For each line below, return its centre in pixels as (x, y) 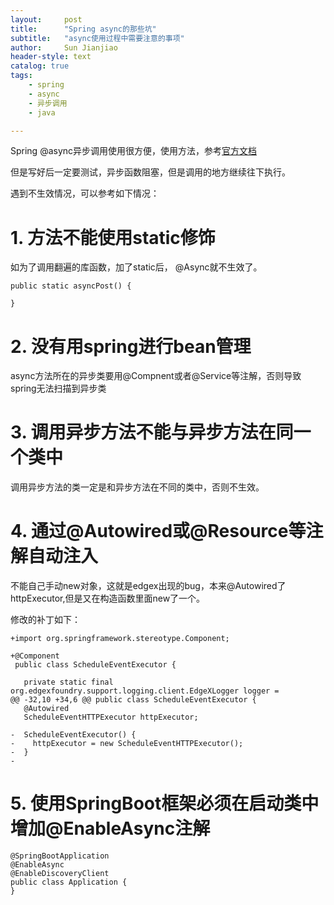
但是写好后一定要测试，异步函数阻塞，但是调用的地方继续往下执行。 (150, 172)
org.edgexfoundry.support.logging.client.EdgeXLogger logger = (145, 691)
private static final (68, 682)
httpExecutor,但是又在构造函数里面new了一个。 (108, 598)
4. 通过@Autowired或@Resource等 (158, 531)
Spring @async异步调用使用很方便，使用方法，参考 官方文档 (134, 151)
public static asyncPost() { (71, 286)
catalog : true (40, 66)
